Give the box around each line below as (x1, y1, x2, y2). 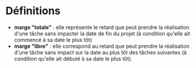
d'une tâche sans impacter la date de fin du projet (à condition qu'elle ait (14, 30, 191, 37)
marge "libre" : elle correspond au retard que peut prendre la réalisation (14, 43, 190, 50)
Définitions (5, 4, 61, 18)
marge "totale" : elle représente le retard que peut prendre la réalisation (14, 24, 190, 31)
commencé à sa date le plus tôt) (14, 36, 92, 43)
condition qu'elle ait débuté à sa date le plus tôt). (14, 55, 133, 62)
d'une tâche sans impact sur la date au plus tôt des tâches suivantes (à (14, 48, 187, 56)
